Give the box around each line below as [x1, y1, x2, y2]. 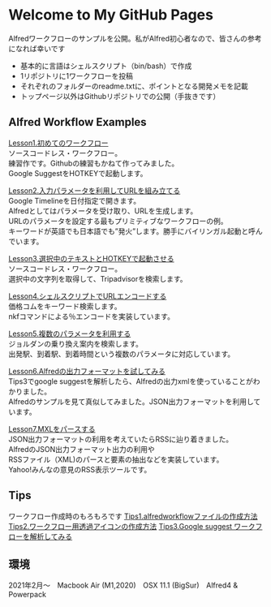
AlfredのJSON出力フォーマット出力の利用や [8, 444, 156, 454]
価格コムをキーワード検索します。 [8, 301, 122, 311]
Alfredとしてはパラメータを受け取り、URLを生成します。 [8, 205, 198, 216]
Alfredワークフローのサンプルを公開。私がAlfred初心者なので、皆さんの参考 [8, 33, 262, 43]
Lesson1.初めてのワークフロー [8, 138, 109, 148]
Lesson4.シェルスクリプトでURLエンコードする [8, 291, 167, 301]
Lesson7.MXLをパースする [8, 424, 96, 433]
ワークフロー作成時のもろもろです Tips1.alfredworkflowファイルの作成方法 [8, 511, 258, 521]
